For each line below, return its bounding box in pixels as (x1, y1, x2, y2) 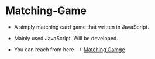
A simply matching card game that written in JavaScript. (13, 23, 150, 30)
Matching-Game (5, 4, 87, 18)
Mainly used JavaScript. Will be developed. (13, 34, 118, 41)
